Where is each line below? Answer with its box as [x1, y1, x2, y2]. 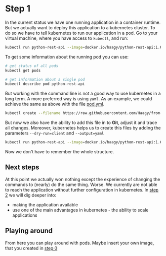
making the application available [12, 201, 78, 207]
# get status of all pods [5, 63, 58, 68]
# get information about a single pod [5, 77, 85, 82]
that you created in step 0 [5, 245, 58, 251]
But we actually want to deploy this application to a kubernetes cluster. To [5, 24, 156, 30]
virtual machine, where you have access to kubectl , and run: [5, 35, 128, 41]
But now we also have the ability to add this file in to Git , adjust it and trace [5, 120, 157, 126]
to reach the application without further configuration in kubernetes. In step [5, 187, 159, 192]
